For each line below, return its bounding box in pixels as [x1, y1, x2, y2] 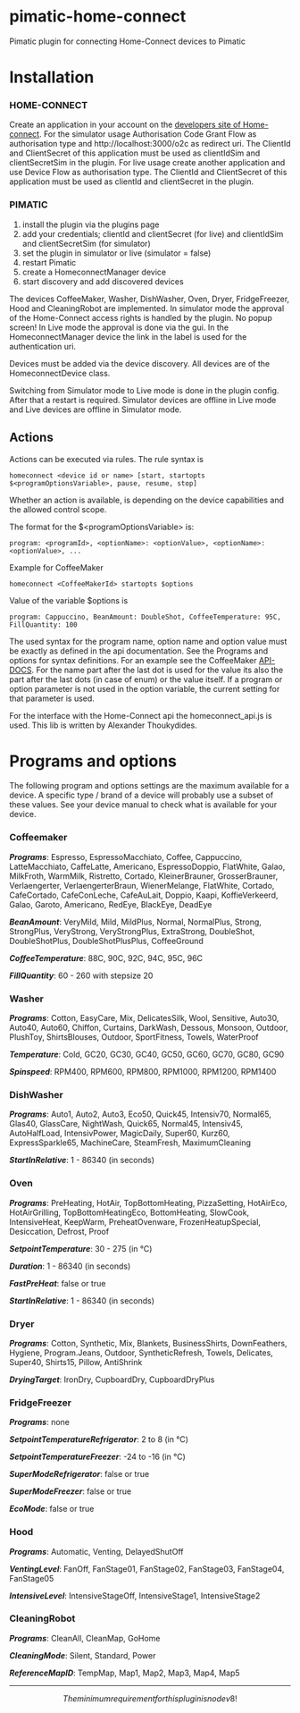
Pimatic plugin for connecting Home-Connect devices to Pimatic [9, 36, 246, 46]
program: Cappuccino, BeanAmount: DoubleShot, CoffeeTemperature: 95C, [9, 612, 281, 621]
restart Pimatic [21, 257, 77, 267]
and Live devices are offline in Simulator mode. [9, 404, 182, 415]
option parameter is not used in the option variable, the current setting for [9, 683, 280, 694]
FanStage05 [9, 1573, 54, 1583]
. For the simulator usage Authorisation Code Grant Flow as [38, 129, 257, 139]
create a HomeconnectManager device [21, 266, 167, 277]
